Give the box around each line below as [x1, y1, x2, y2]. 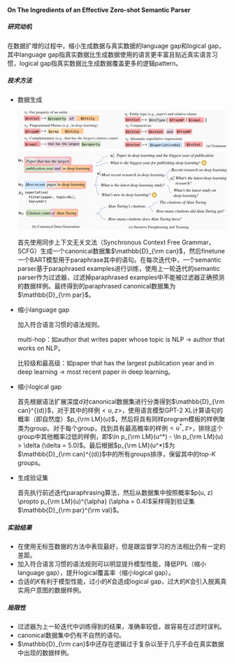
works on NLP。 [17, 344, 64, 352]
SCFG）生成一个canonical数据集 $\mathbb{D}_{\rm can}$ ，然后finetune [17, 246, 226, 255]
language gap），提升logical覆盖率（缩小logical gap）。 [17, 568, 175, 577]
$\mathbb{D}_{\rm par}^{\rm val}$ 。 [17, 506, 124, 515]
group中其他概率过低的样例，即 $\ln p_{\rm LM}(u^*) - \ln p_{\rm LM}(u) [17, 433, 224, 441]
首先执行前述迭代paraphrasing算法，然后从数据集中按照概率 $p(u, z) [17, 489, 213, 497]
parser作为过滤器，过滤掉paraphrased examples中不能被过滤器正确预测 [17, 273, 225, 281]
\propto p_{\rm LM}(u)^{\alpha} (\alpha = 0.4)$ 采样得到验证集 [17, 497, 196, 505]
